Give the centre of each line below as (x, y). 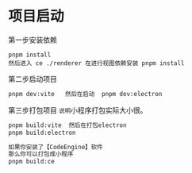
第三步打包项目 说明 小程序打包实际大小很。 (78, 110)
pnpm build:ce (32, 162)
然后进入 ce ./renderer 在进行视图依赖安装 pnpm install (96, 63)
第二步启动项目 (33, 79)
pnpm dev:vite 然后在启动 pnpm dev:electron (85, 94)
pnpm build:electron (42, 133)
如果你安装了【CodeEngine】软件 (56, 147)
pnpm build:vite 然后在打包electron (67, 125)
